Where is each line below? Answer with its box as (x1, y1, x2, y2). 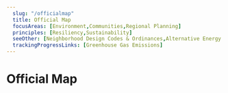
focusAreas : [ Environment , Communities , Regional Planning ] (12, 23, 182, 29)
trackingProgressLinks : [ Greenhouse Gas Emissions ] (12, 42, 164, 49)
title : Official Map (12, 16, 71, 23)
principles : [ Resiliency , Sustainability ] (12, 29, 133, 36)
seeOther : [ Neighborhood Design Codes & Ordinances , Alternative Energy (12, 36, 222, 42)
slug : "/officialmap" (12, 10, 75, 17)
